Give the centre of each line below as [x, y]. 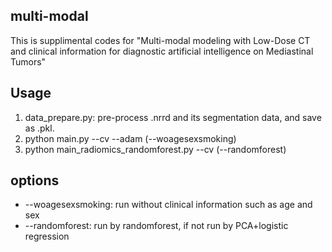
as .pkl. [39, 128]
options [35, 180]
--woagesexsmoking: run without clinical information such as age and [168, 205]
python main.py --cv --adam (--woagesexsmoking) [130, 138]
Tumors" [28, 61]
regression [47, 236]
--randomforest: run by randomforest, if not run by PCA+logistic [156, 226]
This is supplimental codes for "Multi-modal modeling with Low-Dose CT [160, 40]
